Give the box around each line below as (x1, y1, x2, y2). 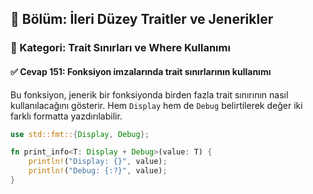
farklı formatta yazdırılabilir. (10, 110, 123, 122)
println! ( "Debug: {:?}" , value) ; (28, 166, 168, 176)
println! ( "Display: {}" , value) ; (28, 157, 168, 167)
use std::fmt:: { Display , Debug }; (10, 129, 150, 139)
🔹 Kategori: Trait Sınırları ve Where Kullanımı (10, 41, 231, 55)
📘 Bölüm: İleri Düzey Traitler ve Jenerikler (10, 11, 274, 28)
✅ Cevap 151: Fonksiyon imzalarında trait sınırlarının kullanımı (10, 65, 272, 77)
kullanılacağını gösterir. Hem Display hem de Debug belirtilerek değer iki (10, 99, 303, 111)
